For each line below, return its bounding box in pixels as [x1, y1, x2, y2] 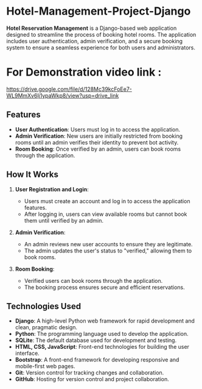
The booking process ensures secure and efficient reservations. [24, 284, 186, 291]
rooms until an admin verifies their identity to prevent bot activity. [15, 138, 179, 146]
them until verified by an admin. [24, 216, 104, 224]
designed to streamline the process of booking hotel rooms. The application [6, 30, 197, 38]
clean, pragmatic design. [15, 324, 78, 331]
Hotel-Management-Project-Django [6, 4, 191, 18]
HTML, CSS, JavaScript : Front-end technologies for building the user [15, 343, 190, 351]
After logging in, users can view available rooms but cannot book [24, 210, 187, 218]
